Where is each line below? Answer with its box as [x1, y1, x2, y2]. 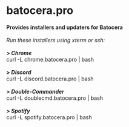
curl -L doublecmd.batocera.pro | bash [6, 94, 104, 102]
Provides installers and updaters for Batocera [6, 24, 123, 31]
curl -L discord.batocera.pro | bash [6, 75, 94, 82]
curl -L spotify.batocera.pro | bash [6, 113, 92, 121]
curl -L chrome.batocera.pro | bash [6, 56, 94, 63]
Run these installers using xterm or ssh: [6, 36, 105, 44]
